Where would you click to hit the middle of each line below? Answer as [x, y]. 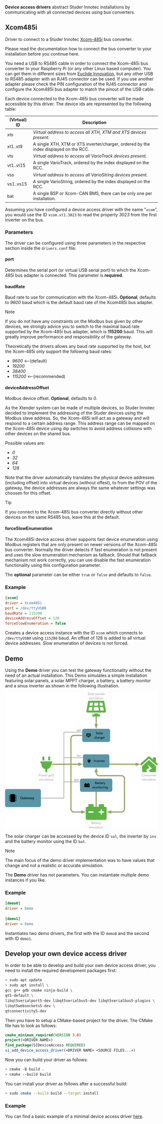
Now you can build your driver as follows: [47, 1060]
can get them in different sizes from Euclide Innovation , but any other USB [79, 74]
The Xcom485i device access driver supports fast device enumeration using [81, 539]
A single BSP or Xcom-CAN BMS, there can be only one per [93, 193]
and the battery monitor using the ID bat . [46, 841]
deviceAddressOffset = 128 [32, 618]
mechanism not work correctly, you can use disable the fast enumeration [78, 560]
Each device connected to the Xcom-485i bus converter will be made [74, 98]
